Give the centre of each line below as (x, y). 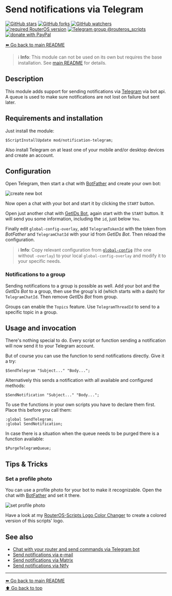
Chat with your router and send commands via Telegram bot (76, 549)
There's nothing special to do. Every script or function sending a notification (85, 340)
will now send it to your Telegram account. (50, 346)
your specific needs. (39, 261)
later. (11, 102)
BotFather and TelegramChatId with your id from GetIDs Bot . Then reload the (85, 234)
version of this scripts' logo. (35, 521)
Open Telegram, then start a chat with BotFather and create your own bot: (83, 184)
